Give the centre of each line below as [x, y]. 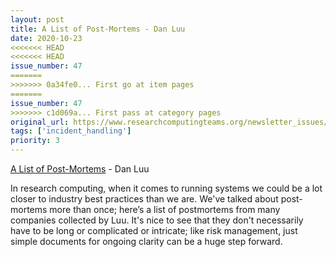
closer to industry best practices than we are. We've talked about [144, 199]
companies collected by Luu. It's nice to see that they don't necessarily [157, 220]
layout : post [37, 19]
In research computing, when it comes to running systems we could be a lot [166, 188]
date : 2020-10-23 [46, 38]
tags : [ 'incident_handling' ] [71, 131]
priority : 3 [35, 141]
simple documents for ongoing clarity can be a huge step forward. [146, 241]
